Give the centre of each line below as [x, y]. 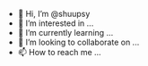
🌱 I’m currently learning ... [65, 33]
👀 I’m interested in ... [56, 23]
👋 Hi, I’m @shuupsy [54, 14]
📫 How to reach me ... [59, 52]
